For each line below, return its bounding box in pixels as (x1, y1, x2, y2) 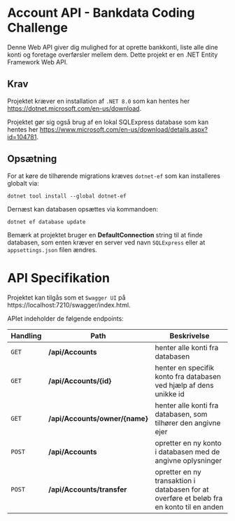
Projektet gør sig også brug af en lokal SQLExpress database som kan (7, 118, 209, 126)
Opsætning (7, 153, 57, 165)
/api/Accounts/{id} (48, 376, 112, 386)
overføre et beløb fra (155, 493, 223, 503)
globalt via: (7, 179, 40, 187)
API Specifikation (7, 270, 111, 286)
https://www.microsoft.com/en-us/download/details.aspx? (39, 125, 208, 134)
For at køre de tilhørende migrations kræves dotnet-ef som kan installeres (7, 172, 220, 180)
